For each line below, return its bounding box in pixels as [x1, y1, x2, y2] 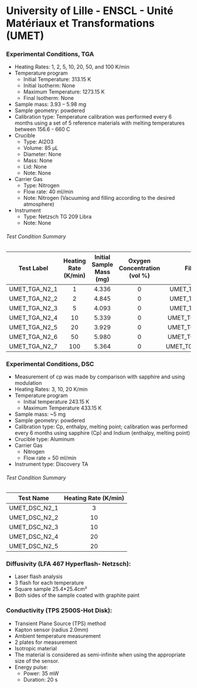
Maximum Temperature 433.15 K [23, 404, 102, 411]
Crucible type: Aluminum [14, 435, 75, 442]
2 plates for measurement [14, 639, 77, 646]
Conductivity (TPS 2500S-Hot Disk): [6, 606, 113, 615]
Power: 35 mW [23, 670, 59, 677]
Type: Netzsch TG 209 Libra [23, 213, 92, 220]
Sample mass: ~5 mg [14, 410, 66, 418]
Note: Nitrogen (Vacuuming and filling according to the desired [23, 194, 175, 202]
